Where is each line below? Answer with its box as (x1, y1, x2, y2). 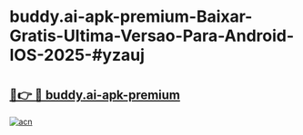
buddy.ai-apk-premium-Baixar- (9, 6, 253, 27)
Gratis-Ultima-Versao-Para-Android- (9, 25, 295, 46)
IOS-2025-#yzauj (9, 45, 146, 65)
